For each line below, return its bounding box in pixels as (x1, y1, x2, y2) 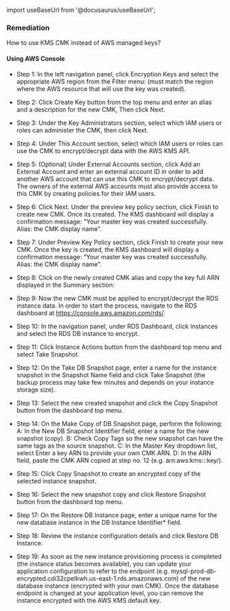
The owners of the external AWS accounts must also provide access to (16, 182, 218, 190)
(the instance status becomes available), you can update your (16, 559, 192, 568)
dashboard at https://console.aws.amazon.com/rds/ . (16, 308, 166, 317)
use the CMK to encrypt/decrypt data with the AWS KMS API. (16, 146, 191, 154)
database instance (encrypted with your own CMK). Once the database (16, 581, 219, 590)
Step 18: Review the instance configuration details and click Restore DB (16, 531, 219, 540)
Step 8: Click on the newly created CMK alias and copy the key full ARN (16, 273, 220, 281)
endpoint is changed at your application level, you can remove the (16, 589, 204, 597)
